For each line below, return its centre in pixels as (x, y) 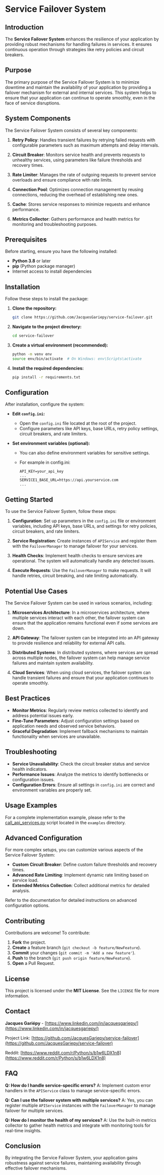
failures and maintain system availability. (53, 663)
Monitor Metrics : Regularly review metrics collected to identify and (80, 710)
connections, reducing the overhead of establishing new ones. (75, 194)
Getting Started (29, 499)
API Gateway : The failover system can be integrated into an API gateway (85, 638)
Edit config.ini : (28, 414)
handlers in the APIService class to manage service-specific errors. (73, 1090)
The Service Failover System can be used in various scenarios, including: (79, 603)
